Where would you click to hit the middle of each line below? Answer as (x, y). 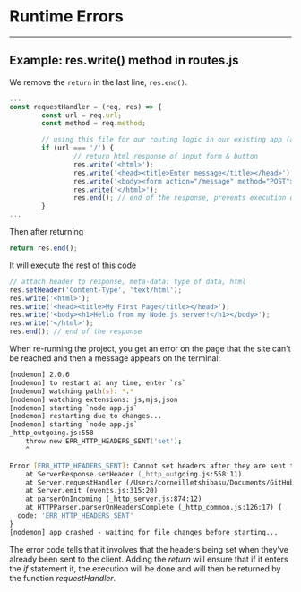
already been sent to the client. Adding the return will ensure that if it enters (149, 559)
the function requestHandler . (63, 578)
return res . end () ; (43, 248)
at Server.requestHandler (74, 482)
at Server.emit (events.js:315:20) (92, 491)
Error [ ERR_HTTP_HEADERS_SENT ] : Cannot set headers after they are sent (148, 466)
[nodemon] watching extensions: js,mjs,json (94, 399)
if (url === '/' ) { (78, 148)
